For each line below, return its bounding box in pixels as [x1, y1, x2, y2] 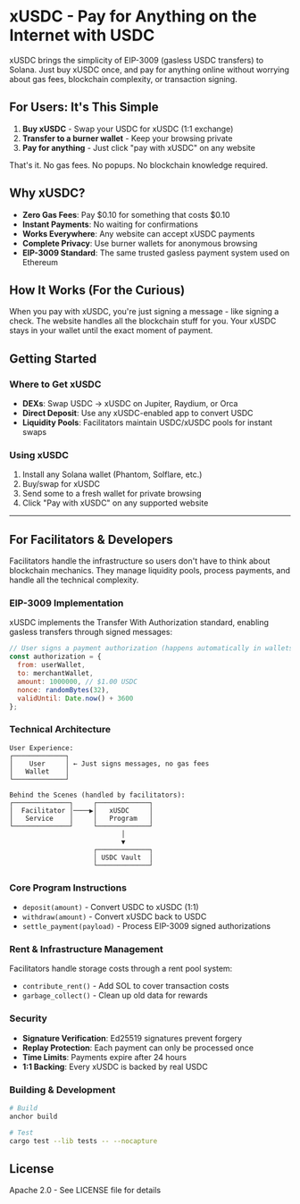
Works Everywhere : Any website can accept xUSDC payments [21, 228, 255, 238]
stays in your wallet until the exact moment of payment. [9, 325, 213, 336]
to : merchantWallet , [17, 669, 94, 678]
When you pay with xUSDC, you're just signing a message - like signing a [9, 306, 279, 317]
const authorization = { [9, 652, 102, 662]
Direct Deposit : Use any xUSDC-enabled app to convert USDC [21, 408, 254, 419]
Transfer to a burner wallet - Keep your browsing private [21, 132, 233, 144]
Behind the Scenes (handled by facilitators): [9, 790, 186, 799]
